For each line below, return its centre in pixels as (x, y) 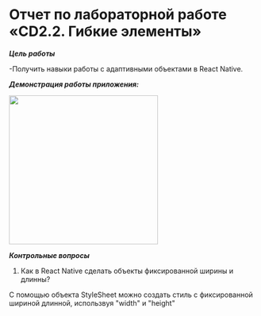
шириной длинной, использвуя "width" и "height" (92, 303)
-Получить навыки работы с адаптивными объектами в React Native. (126, 68)
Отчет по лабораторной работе (118, 15)
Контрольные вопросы (49, 255)
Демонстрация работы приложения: (74, 84)
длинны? (35, 279)
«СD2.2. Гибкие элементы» (105, 31)
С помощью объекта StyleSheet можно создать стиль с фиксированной (131, 295)
